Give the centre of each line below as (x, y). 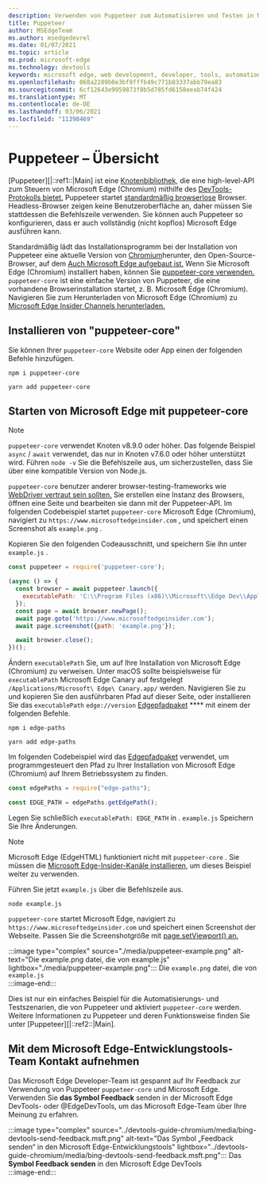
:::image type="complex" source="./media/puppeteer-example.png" (120, 950)
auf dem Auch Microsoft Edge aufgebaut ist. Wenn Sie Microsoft (144, 263)
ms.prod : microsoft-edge (49, 60)
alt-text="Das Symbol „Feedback (180, 1138)
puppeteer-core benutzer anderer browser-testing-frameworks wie (117, 487)
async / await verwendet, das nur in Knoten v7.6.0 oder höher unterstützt (127, 454)
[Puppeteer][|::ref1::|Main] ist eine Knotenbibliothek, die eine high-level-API (131, 181)
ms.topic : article (39, 52)
